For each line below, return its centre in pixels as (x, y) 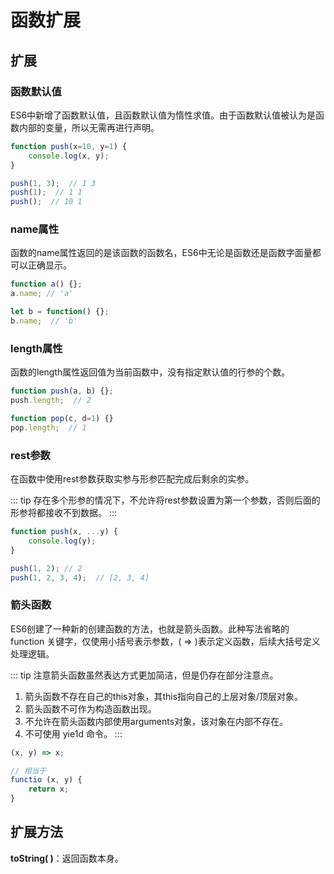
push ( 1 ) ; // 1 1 (46, 192)
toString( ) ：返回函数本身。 (67, 858)
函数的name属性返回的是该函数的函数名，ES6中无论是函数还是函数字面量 (161, 253)
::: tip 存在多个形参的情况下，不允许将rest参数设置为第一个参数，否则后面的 (165, 500)
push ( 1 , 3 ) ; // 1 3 (53, 183)
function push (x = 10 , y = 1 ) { (69, 146)
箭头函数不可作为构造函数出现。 (90, 708)
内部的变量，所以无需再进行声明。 (89, 127)
